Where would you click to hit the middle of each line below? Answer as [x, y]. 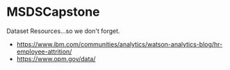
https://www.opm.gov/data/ [56, 58]
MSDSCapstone [53, 12]
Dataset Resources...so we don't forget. [63, 31]
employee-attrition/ [44, 51]
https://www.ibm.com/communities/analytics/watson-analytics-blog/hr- [120, 44]
